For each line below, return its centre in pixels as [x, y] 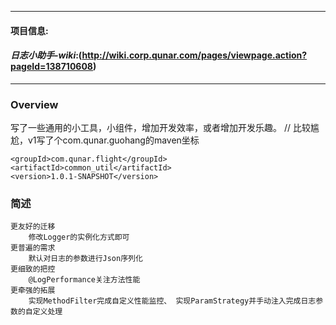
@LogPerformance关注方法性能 [84, 280]
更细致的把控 [33, 269]
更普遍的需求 [33, 248]
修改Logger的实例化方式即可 [79, 237]
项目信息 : [29, 30]
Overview [34, 104]
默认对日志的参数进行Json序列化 [85, 259]
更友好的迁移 [33, 227]
